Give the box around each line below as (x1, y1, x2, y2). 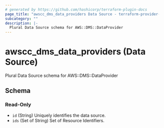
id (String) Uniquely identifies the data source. (12, 112, 106, 118)
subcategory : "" (5, 16, 38, 21)
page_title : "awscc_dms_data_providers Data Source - (5, 12, 117, 17)
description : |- (5, 20, 38, 26)
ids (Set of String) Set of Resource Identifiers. (12, 117, 105, 123)
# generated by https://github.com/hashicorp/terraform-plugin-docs (5, 7, 147, 12)
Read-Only (5, 101, 32, 108)
